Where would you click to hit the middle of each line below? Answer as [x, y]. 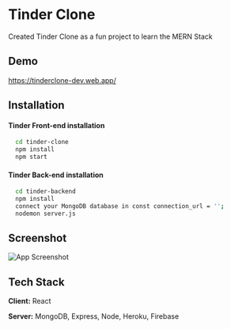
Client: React [30, 301]
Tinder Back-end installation [56, 175]
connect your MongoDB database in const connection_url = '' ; [120, 206]
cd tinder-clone [42, 142]
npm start [31, 157]
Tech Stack [36, 282]
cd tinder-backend [46, 191]
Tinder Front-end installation [57, 125]
